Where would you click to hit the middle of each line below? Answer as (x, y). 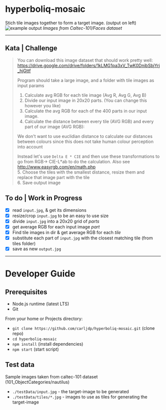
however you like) (42, 105)
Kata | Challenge (31, 48)
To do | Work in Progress (44, 198)
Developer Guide (40, 274)
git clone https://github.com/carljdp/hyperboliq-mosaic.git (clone (83, 328)
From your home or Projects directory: (44, 319)
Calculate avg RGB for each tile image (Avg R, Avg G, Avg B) (85, 95)
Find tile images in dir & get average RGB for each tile (66, 232)
